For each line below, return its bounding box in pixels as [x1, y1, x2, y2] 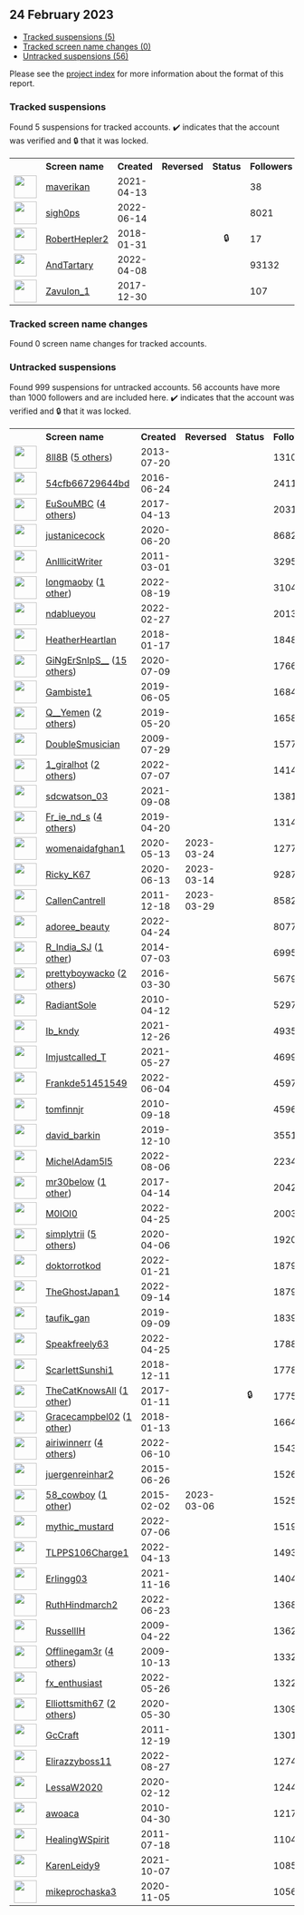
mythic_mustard [45, 1519, 115, 1532]
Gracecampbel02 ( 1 [45, 1410, 133, 1422]
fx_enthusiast [45, 1676, 102, 1689]
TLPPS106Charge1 [45, 1546, 129, 1558]
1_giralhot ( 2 [45, 757, 100, 770]
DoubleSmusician [45, 738, 120, 750]
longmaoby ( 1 [45, 575, 106, 588]
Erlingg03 [45, 1572, 88, 1585]
